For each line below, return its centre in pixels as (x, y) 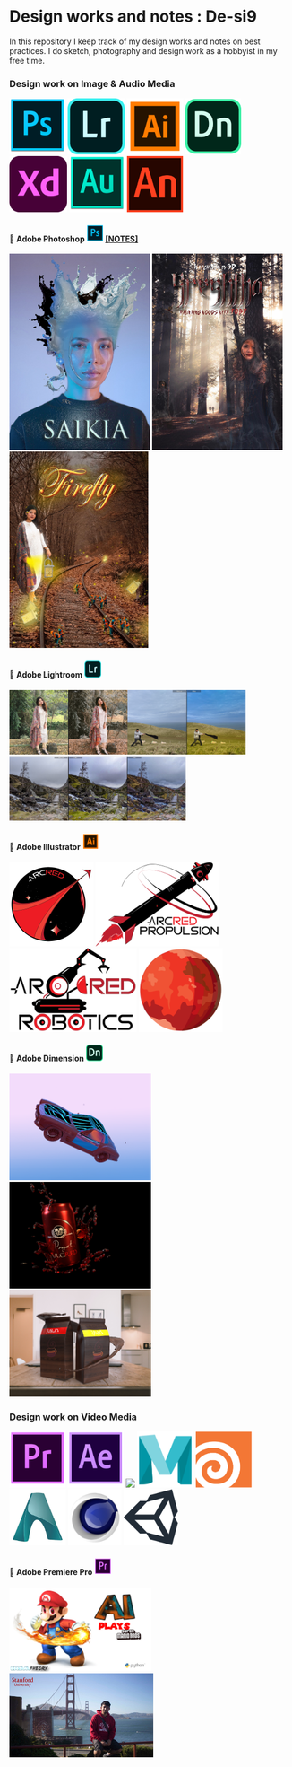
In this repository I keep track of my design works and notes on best (135, 41)
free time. (27, 60)
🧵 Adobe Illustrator (45, 847)
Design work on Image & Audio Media (92, 83)
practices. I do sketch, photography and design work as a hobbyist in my (143, 50)
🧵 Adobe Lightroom (46, 675)
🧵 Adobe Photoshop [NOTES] (74, 239)
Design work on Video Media (73, 1417)
